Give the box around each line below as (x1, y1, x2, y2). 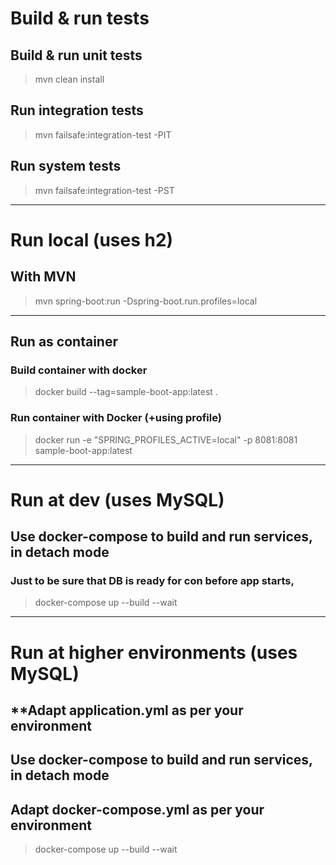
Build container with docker (10, 363, 148, 377)
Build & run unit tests (10, 47, 143, 64)
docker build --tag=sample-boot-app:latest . (34, 386, 218, 398)
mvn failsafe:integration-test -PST (34, 184, 175, 196)
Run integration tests (10, 102, 144, 119)
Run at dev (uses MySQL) (10, 488, 225, 511)
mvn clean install (34, 73, 105, 85)
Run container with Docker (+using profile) (10, 411, 222, 425)
